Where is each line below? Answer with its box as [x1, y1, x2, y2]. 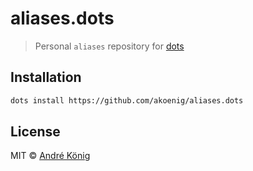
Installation [10, 69, 82, 86]
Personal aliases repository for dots [34, 40, 185, 52]
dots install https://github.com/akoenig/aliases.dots [10, 95, 244, 106]
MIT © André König [10, 150, 91, 162]
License [10, 123, 61, 141]
